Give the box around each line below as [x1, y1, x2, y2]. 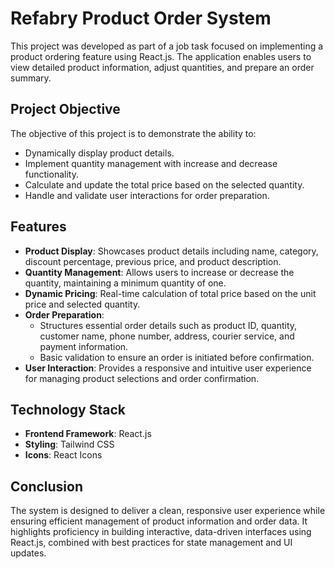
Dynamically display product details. [24, 147, 175, 159]
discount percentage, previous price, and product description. [24, 255, 282, 267]
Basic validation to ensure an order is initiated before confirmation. [39, 351, 315, 363]
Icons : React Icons [24, 449, 103, 461]
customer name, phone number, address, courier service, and [39, 330, 295, 342]
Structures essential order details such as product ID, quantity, [39, 319, 298, 331]
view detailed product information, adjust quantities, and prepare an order [10, 61, 315, 73]
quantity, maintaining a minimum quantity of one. [24, 277, 227, 289]
